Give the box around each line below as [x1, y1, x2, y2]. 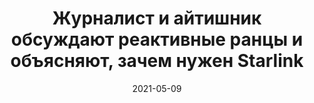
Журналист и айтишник [52, 7, 262, 30]
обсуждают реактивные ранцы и [10, 28, 304, 51]
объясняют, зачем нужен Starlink [10, 50, 304, 72]
